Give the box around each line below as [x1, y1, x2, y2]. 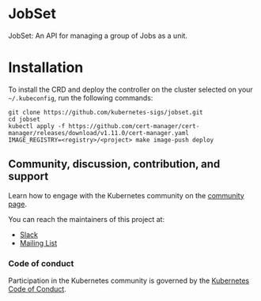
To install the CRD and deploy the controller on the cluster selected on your [8, 85, 253, 94]
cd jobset [8, 115, 41, 123]
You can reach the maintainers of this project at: [8, 214, 165, 224]
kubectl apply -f [8, 122, 66, 130]
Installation [8, 58, 84, 77]
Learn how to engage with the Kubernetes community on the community [8, 190, 245, 200]
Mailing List [19, 238, 58, 247]
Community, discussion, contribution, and [8, 157, 221, 171]
